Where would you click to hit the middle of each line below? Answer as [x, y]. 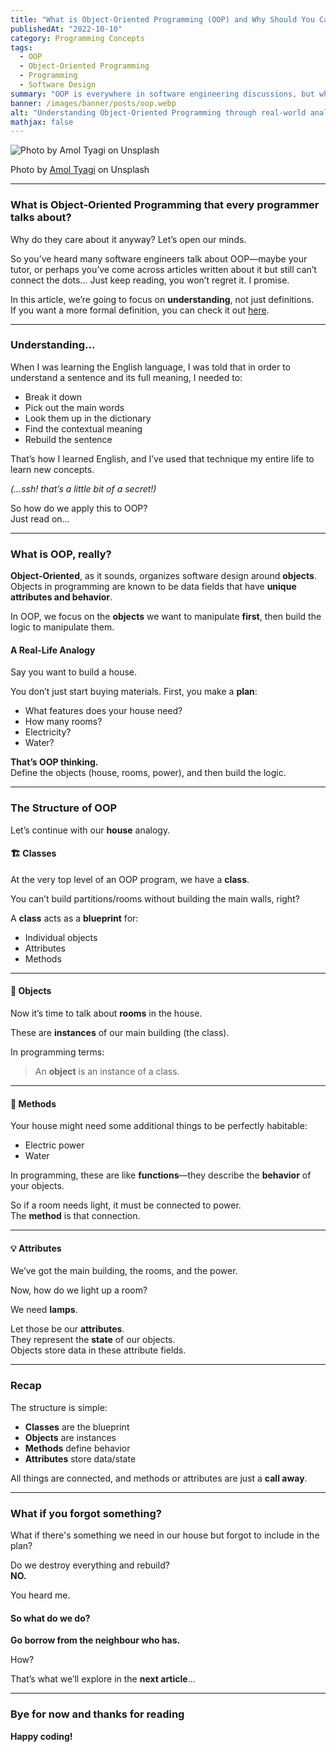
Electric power [54, 1145]
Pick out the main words [74, 407]
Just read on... [40, 518]
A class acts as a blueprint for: [74, 918]
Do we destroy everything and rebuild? [90, 1565]
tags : [21, 47]
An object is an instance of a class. [107, 1072]
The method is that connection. [75, 1216]
